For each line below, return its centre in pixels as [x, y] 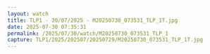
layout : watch [28, 14]
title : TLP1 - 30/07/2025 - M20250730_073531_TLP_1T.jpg [93, 20]
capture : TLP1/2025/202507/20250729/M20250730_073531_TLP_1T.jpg [105, 40]
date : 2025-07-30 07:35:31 [47, 27]
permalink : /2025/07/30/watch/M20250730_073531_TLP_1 [88, 33]
